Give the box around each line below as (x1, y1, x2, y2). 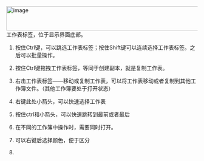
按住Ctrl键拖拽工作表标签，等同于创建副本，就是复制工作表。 (15, 64, 168, 72)
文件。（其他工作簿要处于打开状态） (25, 85, 114, 92)
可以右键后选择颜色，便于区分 (15, 137, 90, 143)
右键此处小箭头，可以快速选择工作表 (15, 98, 106, 105)
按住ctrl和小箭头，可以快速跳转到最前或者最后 (15, 111, 131, 118)
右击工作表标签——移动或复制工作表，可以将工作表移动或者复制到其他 (15, 77, 191, 84)
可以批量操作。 (20, 52, 58, 58)
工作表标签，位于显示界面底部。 (6, 31, 86, 38)
